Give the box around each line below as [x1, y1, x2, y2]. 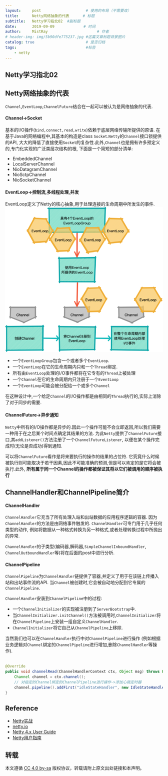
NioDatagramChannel [12, 166, 57, 172]
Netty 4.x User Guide [12, 729, 56, 735]
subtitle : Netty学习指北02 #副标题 [5, 18, 81, 23]
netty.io [12, 723, 28, 729]
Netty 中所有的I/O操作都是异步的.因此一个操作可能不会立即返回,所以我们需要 [5, 424, 161, 430]
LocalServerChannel [12, 161, 55, 167]
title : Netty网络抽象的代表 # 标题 [5, 13, 95, 18]
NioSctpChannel [12, 171, 46, 177]
